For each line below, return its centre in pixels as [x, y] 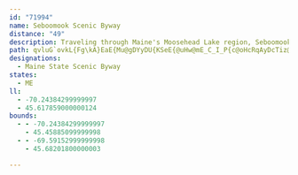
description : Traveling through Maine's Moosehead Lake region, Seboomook [150, 42]
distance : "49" [37, 34]
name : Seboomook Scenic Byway [65, 26]
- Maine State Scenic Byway [69, 67]
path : [19, 50]
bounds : [24, 116]
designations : [35, 58]
